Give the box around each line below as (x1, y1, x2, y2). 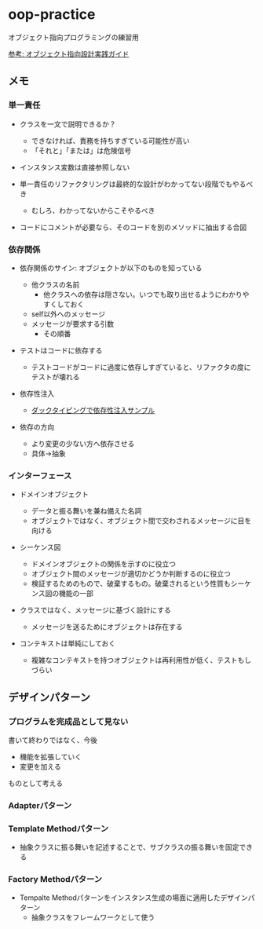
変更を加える (19, 762, 61, 771)
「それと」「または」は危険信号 (31, 145, 132, 155)
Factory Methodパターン (8, 874, 103, 885)
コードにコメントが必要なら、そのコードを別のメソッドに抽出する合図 (19, 222, 247, 232)
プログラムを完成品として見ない (8, 716, 129, 727)
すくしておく (42, 299, 85, 309)
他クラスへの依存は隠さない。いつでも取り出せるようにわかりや (42, 289, 250, 299)
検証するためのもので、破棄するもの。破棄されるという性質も (31, 579, 232, 588)
